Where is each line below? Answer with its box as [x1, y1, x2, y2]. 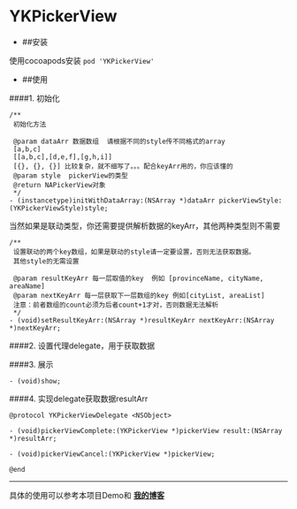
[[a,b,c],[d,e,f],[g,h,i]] [12, 152, 113, 161]
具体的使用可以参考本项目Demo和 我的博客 [9, 490, 165, 500]
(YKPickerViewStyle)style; [9, 203, 109, 213]
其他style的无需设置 [12, 256, 80, 266]
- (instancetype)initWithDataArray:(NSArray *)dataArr [9, 196, 216, 205]
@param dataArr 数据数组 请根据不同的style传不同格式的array [12, 137, 225, 146]
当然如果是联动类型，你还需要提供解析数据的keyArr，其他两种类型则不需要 [9, 220, 281, 231]
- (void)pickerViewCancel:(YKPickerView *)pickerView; [9, 449, 216, 459]
